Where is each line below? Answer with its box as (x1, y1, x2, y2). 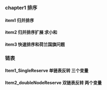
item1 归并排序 (5, 17, 34, 23)
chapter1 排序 (5, 4, 37, 11)
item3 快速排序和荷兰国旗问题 (5, 41, 65, 47)
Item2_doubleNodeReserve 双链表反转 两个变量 (5, 79, 102, 86)
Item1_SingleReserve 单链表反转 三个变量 (5, 68, 89, 73)
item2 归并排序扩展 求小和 (5, 29, 57, 35)
